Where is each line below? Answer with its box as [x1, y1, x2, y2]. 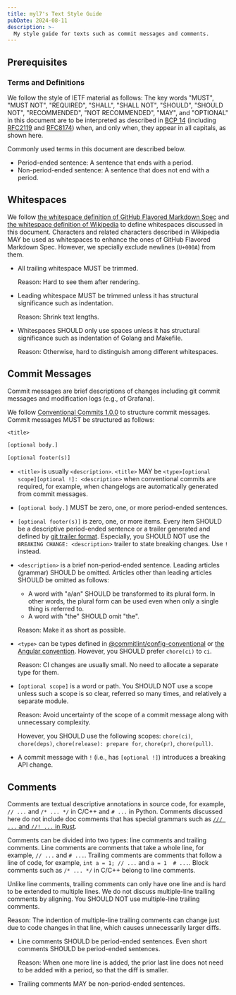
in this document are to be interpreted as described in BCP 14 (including [7, 116, 216, 124]
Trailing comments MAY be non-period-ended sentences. [17, 979, 185, 988]
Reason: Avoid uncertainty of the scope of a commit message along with [17, 711, 229, 719]
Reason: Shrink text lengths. [17, 312, 100, 321]
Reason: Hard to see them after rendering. [17, 277, 140, 286]
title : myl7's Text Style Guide [7, 10, 102, 18]
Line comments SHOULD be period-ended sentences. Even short [17, 937, 208, 946]
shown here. [7, 131, 44, 139]
